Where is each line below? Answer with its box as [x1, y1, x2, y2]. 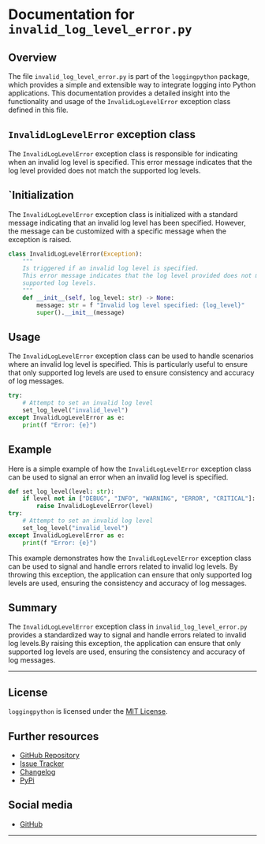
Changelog [19, 767, 56, 776]
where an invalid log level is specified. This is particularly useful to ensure [8, 360, 248, 369]
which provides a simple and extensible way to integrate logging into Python [8, 80, 256, 89]
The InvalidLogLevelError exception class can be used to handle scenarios [8, 351, 254, 360]
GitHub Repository [19, 750, 80, 760]
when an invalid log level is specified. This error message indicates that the [8, 157, 252, 166]
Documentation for [8, 6, 135, 24]
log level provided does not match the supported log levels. [8, 166, 201, 175]
